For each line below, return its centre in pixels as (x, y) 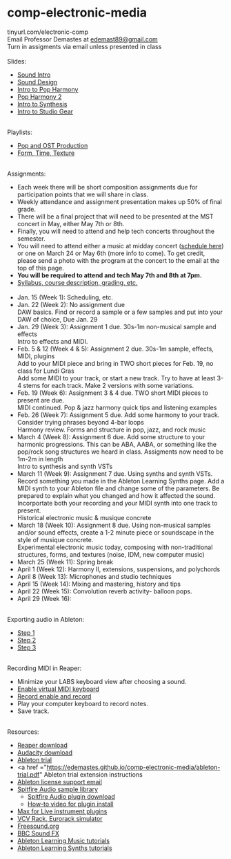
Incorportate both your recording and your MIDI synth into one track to (117, 503)
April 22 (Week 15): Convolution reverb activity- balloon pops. (104, 591)
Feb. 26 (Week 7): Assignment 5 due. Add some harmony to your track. (118, 415)
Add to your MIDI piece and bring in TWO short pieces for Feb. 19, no (115, 363)
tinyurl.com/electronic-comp (48, 32)
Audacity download (45, 752)
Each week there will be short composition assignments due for (107, 187)
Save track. (33, 711)
